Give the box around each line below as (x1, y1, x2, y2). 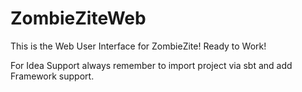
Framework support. (10, 70, 95, 82)
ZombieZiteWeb (10, 7, 147, 30)
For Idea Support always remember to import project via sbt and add (10, 59, 293, 71)
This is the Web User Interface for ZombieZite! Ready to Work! (10, 40, 267, 52)
